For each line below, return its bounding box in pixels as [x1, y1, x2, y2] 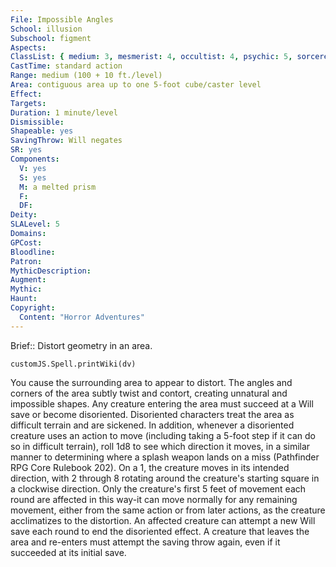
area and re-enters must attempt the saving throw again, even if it [10, 536, 281, 548]
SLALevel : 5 [10, 219, 60, 230]
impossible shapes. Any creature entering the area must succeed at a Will [10, 397, 314, 410]
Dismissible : [10, 117, 65, 127]
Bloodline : [10, 247, 56, 257]
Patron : [10, 256, 43, 266]
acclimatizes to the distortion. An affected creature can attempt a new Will [10, 514, 316, 526]
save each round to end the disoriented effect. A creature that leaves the [10, 525, 310, 537]
